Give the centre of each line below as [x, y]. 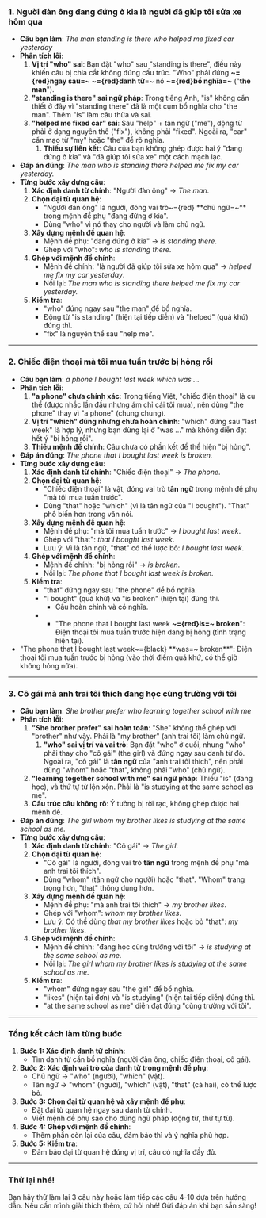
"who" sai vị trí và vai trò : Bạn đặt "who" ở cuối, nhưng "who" [145, 745]
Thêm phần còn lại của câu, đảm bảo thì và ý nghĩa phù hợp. [130, 1136]
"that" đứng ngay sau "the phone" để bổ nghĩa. [120, 590]
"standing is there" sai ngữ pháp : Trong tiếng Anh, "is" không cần [140, 98]
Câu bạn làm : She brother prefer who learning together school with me [135, 710]
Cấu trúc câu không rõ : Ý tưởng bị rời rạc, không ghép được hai [135, 803]
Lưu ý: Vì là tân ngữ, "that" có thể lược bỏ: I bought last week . [144, 548]
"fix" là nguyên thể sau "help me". [99, 334]
